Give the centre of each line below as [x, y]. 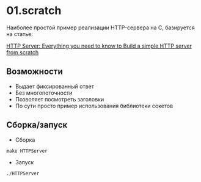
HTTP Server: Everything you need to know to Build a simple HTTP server [99, 46]
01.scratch [34, 11]
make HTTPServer [27, 151]
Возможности [35, 72]
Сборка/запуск [37, 125]
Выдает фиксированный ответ [55, 86]
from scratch [23, 52]
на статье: [20, 34]
